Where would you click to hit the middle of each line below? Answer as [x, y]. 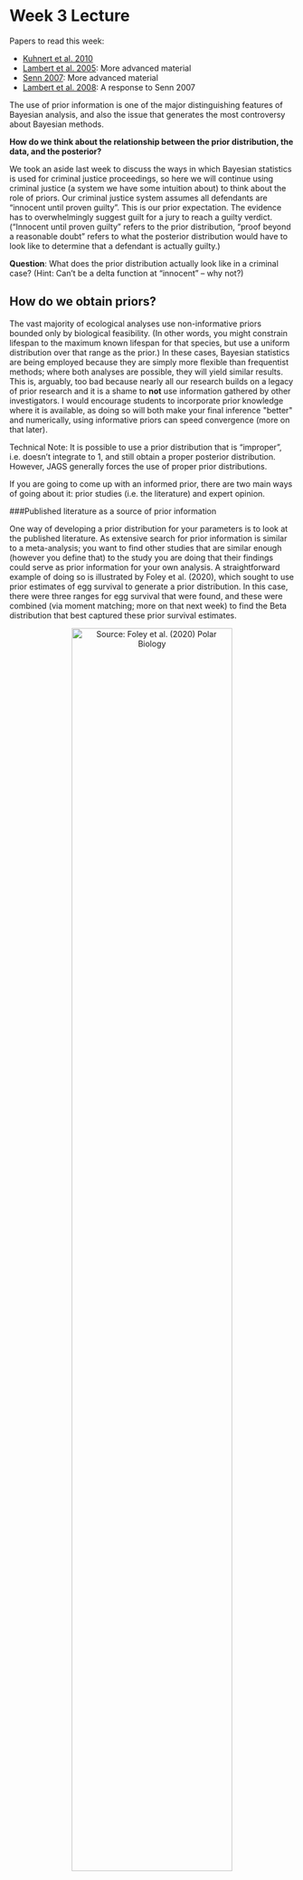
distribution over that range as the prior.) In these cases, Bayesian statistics [150, 352]
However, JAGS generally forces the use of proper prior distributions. [138, 466]
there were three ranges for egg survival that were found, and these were [146, 596]
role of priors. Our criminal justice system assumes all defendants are [139, 198]
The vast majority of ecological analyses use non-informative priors [136, 324]
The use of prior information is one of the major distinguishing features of [146, 104]
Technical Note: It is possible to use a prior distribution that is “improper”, [146, 447]
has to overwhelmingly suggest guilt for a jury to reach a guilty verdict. [141, 217]
